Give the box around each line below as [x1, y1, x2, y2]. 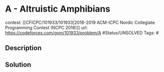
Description [5, 44, 42, 52]
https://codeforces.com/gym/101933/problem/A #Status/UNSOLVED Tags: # [5, 30, 159, 36]
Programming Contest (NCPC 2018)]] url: [5, 24, 88, 30]
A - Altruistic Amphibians [5, 3, 111, 15]
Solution [5, 60, 31, 69]
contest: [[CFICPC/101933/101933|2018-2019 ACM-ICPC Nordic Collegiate [5, 19, 155, 25]
